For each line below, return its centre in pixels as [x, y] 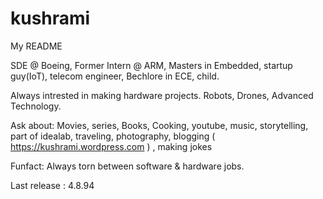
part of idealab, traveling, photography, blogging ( [113, 136]
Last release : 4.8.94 [52, 185]
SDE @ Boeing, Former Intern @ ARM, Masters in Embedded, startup [151, 65]
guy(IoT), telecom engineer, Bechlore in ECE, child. [115, 76]
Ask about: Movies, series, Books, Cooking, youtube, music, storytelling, [159, 125]
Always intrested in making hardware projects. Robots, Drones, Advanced [162, 95]
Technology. [36, 106]
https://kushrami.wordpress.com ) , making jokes [111, 146]
